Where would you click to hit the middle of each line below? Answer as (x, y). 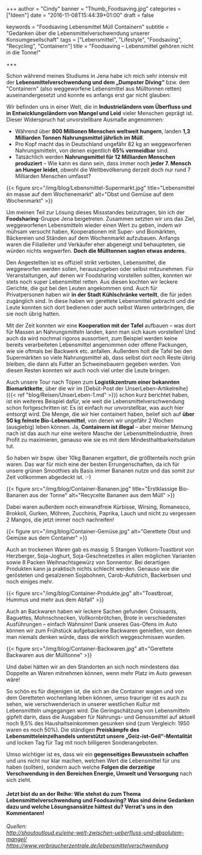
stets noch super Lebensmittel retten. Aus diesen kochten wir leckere (92, 282)
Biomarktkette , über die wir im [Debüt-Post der (65, 388)
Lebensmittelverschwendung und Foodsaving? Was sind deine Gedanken (100, 800)
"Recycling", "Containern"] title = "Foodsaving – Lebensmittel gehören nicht (100, 46)
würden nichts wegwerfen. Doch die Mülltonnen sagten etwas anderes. (96, 251)
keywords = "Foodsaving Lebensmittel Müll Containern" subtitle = (88, 27)
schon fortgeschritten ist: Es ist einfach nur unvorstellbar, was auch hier (95, 408)
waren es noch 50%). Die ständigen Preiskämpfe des (73, 730)
